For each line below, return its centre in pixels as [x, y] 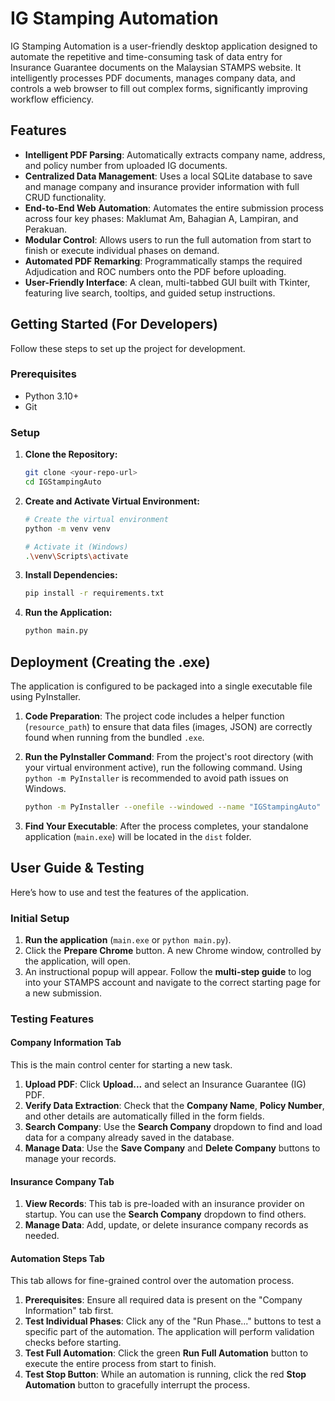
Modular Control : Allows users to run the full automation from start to [168, 239]
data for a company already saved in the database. [129, 1138]
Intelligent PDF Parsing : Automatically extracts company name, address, [175, 154]
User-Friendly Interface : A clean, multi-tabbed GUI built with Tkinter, [167, 282]
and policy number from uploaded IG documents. [126, 165]
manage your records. [70, 1159]
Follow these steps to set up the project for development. [128, 348]
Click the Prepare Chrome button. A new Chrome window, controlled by [173, 950]
